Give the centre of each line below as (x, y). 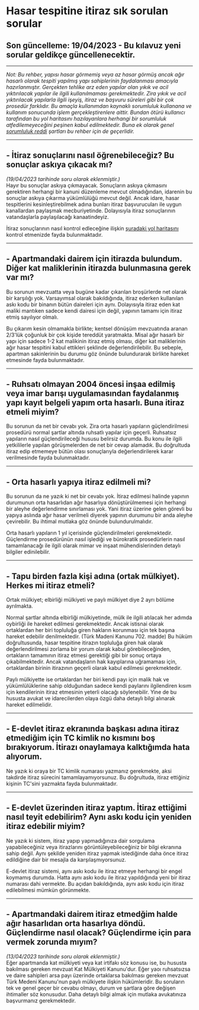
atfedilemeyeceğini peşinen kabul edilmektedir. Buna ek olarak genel (90, 125)
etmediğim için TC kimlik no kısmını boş (81, 738)
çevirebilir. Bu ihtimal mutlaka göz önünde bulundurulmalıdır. (79, 522)
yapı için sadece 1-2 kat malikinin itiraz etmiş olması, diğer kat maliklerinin (96, 341)
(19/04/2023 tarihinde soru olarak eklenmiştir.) (63, 179)
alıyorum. (24, 757)
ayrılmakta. (20, 606)
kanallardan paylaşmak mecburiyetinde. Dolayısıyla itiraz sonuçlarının (91, 210)
